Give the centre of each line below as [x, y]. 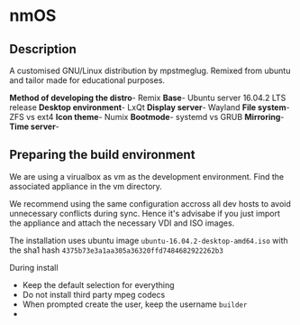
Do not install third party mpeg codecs [94, 294]
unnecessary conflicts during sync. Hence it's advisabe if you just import [145, 213]
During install [34, 267]
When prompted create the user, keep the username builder [135, 304]
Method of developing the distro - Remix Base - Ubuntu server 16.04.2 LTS [148, 97]
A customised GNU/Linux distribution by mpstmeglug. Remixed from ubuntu [150, 70]
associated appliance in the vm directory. [86, 186]
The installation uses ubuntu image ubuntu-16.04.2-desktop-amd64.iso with [149, 240]
